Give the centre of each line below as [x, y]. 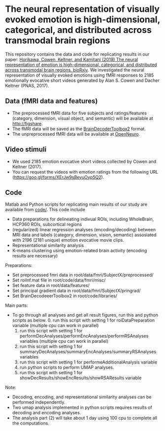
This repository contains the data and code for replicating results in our [77, 54]
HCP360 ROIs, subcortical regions [47, 224]
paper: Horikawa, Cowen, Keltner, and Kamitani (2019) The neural [72, 59]
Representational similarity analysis [48, 246]
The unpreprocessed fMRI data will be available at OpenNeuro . [76, 134]
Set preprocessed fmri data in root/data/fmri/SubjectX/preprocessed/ [83, 275]
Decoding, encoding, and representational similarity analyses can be [82, 397]
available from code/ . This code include [45, 210]
